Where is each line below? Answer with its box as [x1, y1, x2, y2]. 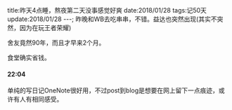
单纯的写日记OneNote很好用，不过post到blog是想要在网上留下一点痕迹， [7, 86, 219, 95]
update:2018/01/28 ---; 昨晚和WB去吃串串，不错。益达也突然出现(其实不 [7, 15, 217, 23]
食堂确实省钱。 [7, 53, 51, 62]
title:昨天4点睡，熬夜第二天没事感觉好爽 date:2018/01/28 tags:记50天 [7, 6, 207, 14]
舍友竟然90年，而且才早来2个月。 [7, 39, 105, 47]
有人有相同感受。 [13, 95, 63, 104]
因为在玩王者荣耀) [19, 24, 72, 32]
